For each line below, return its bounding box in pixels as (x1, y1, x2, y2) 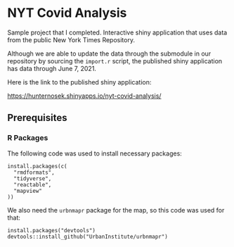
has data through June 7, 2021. (7, 64, 97, 72)
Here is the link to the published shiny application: (7, 77, 152, 86)
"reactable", (13, 181, 52, 188)
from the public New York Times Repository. (7, 35, 136, 44)
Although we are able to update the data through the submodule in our (7, 49, 212, 58)
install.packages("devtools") (7, 227, 96, 234)
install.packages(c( (7, 163, 68, 170)
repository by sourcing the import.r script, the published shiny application (7, 56, 223, 65)
